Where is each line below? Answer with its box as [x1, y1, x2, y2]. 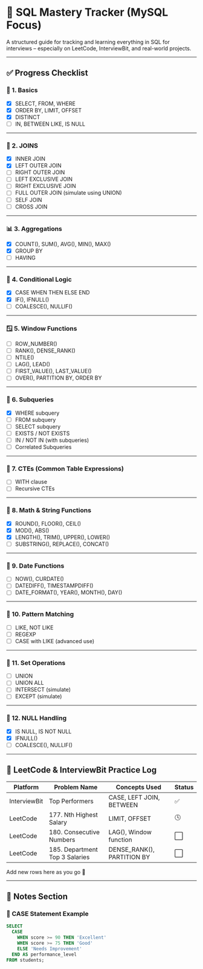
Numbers [49, 835, 76, 844]
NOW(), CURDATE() [14, 575, 65, 583]
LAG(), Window [108, 828, 152, 836]
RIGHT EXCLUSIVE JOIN [14, 183, 77, 190]
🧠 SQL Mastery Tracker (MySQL [6, 5, 169, 19]
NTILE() [14, 354, 34, 361]
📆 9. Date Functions [6, 562, 65, 570]
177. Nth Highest [49, 810, 98, 818]
